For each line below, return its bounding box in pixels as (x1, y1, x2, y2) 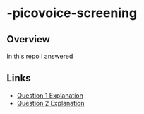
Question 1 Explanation (16, 91, 84, 100)
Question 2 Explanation (16, 98, 85, 107)
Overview (6, 33, 51, 45)
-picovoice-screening (6, 5, 138, 21)
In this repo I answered (6, 52, 73, 60)
